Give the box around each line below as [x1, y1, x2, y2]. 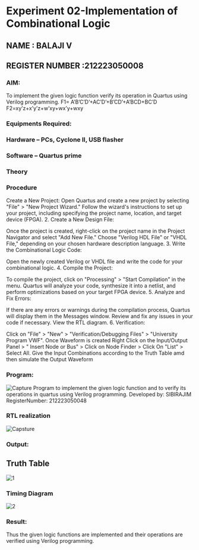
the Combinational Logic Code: [6, 246, 82, 254]
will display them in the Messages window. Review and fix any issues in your [6, 312, 193, 320]
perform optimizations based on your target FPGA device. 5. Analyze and [6, 289, 185, 296]
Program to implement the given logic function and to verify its [33, 384, 186, 391]
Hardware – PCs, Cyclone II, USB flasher [6, 136, 124, 144]
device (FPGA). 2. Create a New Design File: [6, 216, 115, 223]
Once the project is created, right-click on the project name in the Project [6, 227, 185, 235]
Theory [6, 167, 28, 176]
